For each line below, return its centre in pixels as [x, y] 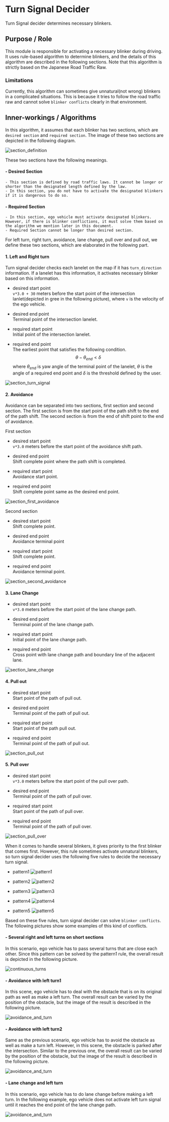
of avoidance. [19, 422]
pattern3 [21, 891]
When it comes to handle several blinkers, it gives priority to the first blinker [83, 846]
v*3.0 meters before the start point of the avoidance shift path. [77, 446]
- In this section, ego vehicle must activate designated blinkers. [78, 217]
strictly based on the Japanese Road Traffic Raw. [56, 67]
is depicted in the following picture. [41, 959]
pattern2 [21, 881]
